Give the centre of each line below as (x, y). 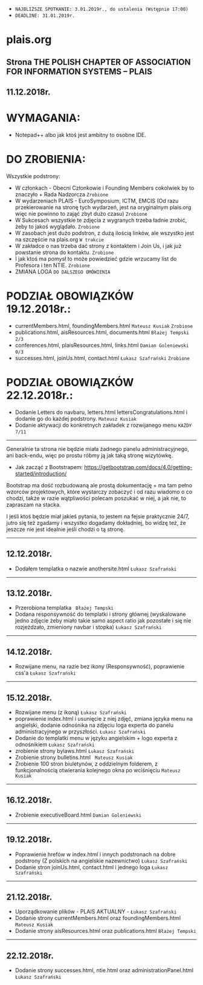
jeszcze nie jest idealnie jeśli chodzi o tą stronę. (66, 529)
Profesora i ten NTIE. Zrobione (53, 265)
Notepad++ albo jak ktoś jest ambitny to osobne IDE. (81, 135)
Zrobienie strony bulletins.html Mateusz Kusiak (74, 757)
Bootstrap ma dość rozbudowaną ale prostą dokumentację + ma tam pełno (99, 485)
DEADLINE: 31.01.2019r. (45, 16)
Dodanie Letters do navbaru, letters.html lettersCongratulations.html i (101, 412)
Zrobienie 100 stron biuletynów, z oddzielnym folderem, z (86, 764)
